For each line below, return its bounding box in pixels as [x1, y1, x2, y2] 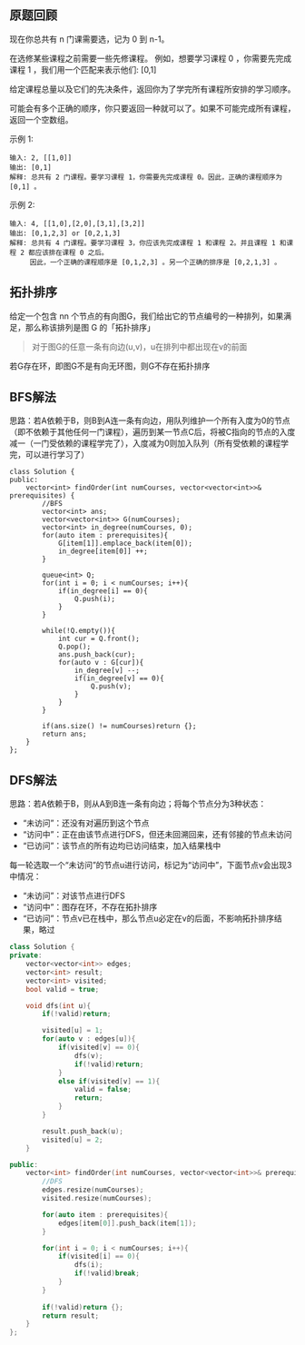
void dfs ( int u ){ [25, 1001, 92, 1010]
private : [9, 951, 43, 960]
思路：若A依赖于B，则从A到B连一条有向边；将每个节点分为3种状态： [9, 798, 267, 809]
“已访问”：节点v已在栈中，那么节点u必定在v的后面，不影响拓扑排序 [22, 913, 275, 924]
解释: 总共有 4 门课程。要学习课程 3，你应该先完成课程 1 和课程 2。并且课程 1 [9, 238, 276, 247]
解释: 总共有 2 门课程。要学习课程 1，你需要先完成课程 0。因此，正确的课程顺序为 [9, 173, 283, 182]
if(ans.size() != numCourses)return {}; [42, 722, 197, 731]
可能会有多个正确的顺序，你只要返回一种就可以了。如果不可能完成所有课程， [9, 103, 296, 114]
